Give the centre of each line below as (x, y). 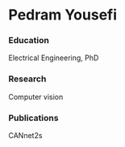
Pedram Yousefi (63, 15)
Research (27, 79)
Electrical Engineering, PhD (54, 58)
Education (29, 41)
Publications (33, 118)
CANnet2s (25, 136)
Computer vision (36, 97)
